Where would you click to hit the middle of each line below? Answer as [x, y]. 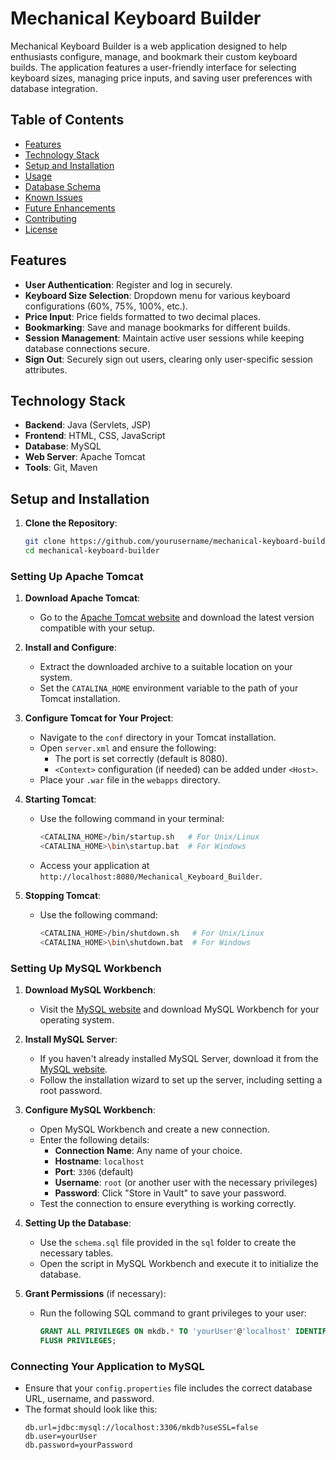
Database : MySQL [63, 446]
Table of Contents [67, 120]
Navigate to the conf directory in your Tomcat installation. [158, 738]
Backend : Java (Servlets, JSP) [88, 425]
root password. [71, 1091]
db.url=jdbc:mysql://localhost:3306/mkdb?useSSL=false [141, 1428]
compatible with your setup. [97, 628]
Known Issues [53, 197]
